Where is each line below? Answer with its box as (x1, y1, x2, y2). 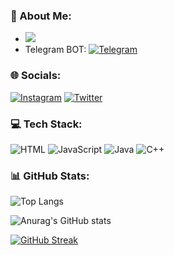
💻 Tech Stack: (10, 117, 83, 131)
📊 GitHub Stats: (10, 169, 90, 183)
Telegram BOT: (24, 44, 87, 56)
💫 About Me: (10, 9, 72, 23)
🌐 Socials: (10, 69, 62, 83)
